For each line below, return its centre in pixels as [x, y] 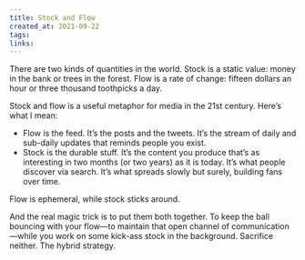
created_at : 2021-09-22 [55, 26]
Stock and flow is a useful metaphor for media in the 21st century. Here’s [146, 106]
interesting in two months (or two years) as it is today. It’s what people [154, 162]
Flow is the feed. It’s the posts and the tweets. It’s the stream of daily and [159, 134]
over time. [41, 182]
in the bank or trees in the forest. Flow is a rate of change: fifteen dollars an [151, 79]
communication [260, 226]
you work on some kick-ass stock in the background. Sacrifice [157, 236]
